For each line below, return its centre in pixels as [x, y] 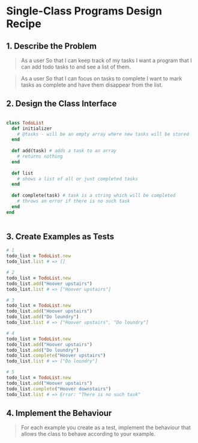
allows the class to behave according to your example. [88, 434]
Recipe [24, 24]
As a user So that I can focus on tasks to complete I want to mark [101, 78]
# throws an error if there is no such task [73, 201]
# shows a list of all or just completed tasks [77, 179]
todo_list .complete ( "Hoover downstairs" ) [59, 389]
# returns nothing [40, 157]
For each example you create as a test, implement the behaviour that [106, 427]
